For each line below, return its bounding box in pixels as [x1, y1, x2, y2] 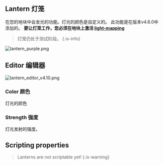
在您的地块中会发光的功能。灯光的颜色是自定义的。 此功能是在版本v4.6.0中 [5, 19, 159, 25]
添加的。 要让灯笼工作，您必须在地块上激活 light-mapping [5, 25, 125, 31]
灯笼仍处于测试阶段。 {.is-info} [17, 35, 81, 41]
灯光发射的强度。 [5, 126, 40, 132]
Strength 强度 [5, 114, 39, 121]
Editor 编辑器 [5, 61, 46, 70]
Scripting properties [5, 141, 69, 149]
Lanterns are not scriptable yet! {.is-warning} [17, 154, 110, 160]
